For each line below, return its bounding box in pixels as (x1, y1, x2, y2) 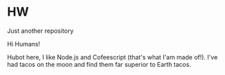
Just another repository (7, 27, 74, 35)
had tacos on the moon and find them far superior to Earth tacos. (7, 60, 191, 68)
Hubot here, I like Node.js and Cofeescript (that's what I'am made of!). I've (7, 52, 218, 61)
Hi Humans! (7, 40, 41, 48)
